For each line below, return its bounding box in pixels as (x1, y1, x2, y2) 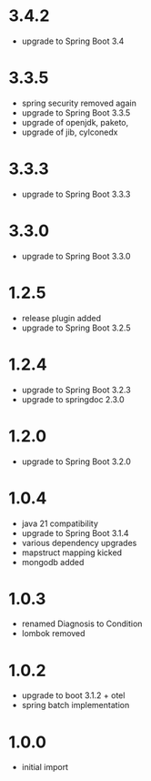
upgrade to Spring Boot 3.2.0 (21, 456, 131, 467)
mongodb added (21, 556, 85, 567)
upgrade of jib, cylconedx (21, 127, 118, 137)
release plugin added (21, 312, 102, 323)
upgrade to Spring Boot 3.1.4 (21, 527, 129, 538)
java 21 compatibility (21, 518, 99, 529)
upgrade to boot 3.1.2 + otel (21, 690, 126, 701)
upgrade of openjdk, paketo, (21, 117, 129, 127)
